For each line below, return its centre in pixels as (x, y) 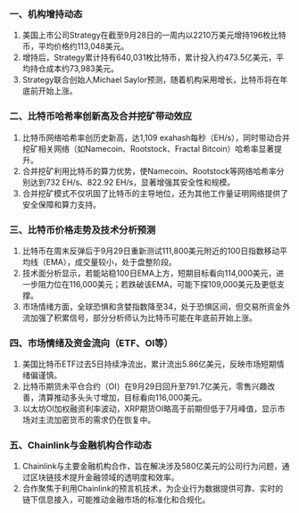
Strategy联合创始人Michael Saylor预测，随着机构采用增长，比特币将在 (151, 80)
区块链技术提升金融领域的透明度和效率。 (104, 477)
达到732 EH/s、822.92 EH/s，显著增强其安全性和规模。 (132, 182)
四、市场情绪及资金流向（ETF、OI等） (91, 343)
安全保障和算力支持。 (61, 204)
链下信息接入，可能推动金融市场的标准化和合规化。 (116, 500)
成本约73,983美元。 (82, 69)
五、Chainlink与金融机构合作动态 (80, 445)
